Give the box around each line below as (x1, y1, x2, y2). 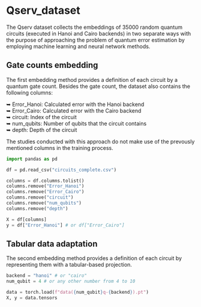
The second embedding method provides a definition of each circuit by (6, 255, 182, 262)
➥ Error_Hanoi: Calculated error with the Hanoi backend (6, 101, 145, 108)
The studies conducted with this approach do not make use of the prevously (6, 138, 195, 145)
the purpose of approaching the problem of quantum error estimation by (6, 36, 185, 43)
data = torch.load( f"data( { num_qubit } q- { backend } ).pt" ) (6, 290, 149, 296)
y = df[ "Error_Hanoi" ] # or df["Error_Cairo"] (6, 222, 125, 228)
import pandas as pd (6, 156, 58, 162)
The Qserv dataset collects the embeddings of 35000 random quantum (6, 23, 183, 31)
